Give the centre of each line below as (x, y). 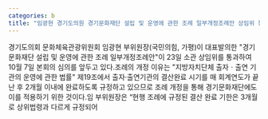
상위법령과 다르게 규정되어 (57, 107)
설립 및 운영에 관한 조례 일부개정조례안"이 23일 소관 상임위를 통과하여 (144, 57)
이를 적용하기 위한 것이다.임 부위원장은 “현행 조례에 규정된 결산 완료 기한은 (124, 97)
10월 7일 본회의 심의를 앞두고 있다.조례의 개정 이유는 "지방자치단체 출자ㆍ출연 (128, 67)
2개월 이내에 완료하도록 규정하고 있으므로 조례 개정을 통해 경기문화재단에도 (141, 87)
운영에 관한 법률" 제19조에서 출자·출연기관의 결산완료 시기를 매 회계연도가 (137, 77)
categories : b (32, 16)
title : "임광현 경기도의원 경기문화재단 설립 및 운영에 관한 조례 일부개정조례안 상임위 (132, 23)
